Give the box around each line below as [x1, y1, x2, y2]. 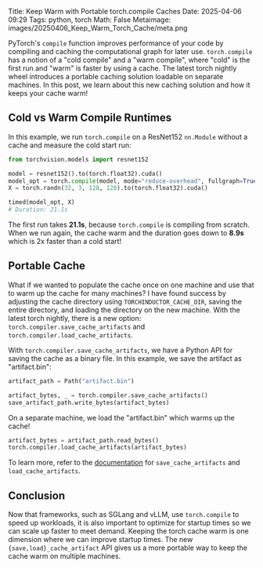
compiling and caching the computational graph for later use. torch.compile [8, 47, 253, 56]
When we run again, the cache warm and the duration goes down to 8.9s [8, 228, 244, 238]
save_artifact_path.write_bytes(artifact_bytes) [8, 399, 170, 406]
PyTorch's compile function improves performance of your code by [8, 38, 224, 48]
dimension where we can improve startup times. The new [8, 535, 193, 544]
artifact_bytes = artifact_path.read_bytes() [8, 436, 159, 444]
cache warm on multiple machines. [8, 552, 121, 561]
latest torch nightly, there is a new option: [8, 313, 142, 322]
